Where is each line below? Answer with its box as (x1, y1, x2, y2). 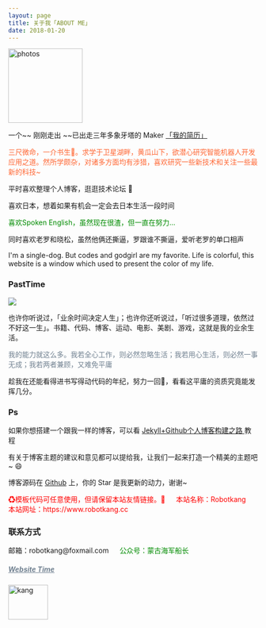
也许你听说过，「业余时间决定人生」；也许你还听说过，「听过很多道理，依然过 (8, 313, 255, 322)
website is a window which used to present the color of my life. (8, 259, 215, 268)
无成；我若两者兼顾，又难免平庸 (8, 359, 112, 369)
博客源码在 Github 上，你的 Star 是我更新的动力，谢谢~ (8, 477, 188, 487)
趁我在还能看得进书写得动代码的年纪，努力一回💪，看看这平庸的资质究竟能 (8, 376, 249, 386)
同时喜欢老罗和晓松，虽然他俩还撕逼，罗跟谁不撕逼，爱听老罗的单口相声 (8, 235, 244, 245)
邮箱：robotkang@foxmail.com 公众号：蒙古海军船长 (8, 545, 189, 556)
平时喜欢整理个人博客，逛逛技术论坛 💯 (8, 184, 133, 194)
